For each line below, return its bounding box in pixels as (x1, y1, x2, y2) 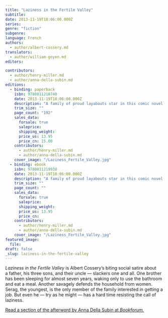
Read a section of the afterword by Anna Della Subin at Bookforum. (5, 307, 144, 313)
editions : (5, 82, 26, 87)
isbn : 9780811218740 (14, 91, 57, 96)
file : (10, 242, 22, 247)
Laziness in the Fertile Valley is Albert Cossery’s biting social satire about (5, 265, 157, 271)
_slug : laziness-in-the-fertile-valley (5, 251, 89, 256)
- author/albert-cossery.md (10, 45, 69, 50)
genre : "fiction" (5, 26, 42, 31)
